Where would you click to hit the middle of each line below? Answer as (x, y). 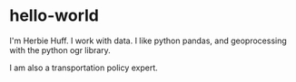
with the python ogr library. (60, 50)
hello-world (54, 16)
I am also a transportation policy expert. (84, 68)
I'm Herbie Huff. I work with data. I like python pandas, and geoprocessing (148, 41)
